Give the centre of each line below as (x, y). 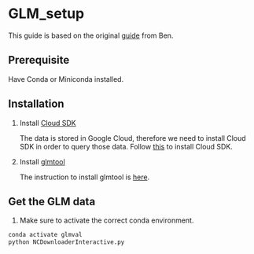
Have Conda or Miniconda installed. (66, 79)
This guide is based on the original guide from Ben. (91, 35)
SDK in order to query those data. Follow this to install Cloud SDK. (126, 146)
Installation (36, 104)
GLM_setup (46, 14)
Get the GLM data (52, 201)
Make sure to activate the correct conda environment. (107, 220)
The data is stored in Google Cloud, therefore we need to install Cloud (133, 138)
